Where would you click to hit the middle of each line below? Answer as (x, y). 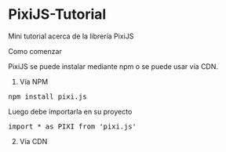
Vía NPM (34, 81)
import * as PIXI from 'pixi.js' (73, 126)
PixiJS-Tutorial (57, 14)
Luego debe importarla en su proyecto (70, 111)
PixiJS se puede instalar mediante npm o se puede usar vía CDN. (113, 66)
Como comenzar (35, 51)
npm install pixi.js (48, 96)
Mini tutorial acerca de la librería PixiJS (71, 36)
